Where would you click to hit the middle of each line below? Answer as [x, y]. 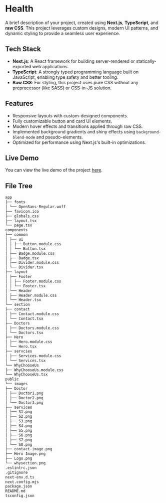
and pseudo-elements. [60, 137]
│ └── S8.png [19, 444]
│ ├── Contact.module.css [32, 314]
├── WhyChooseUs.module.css [34, 370]
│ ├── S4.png [19, 426]
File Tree [19, 186]
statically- [146, 61]
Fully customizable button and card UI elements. [62, 121]
